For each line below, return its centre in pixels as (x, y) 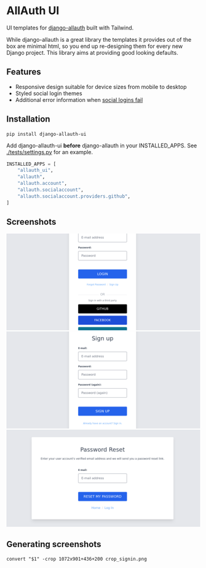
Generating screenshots (54, 544)
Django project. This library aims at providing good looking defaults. (92, 52)
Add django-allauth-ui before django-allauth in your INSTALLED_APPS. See (102, 146)
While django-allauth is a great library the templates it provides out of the (99, 39)
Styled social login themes (49, 93)
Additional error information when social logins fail (79, 99)
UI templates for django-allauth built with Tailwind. (70, 28)
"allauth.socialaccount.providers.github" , (74, 196)
